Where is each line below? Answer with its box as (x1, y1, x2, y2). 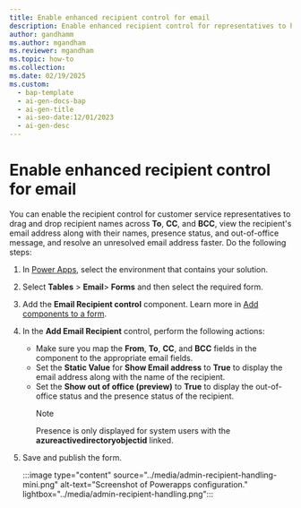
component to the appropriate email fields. (35, 352, 193, 363)
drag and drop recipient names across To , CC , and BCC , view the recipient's (9, 218, 292, 228)
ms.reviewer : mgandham (9, 47, 94, 56)
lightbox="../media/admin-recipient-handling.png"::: (21, 488, 214, 499)
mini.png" (21, 478, 59, 489)
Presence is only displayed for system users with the (35, 425, 231, 435)
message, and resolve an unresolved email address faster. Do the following (9, 237, 287, 247)
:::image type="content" (21, 469, 112, 480)
